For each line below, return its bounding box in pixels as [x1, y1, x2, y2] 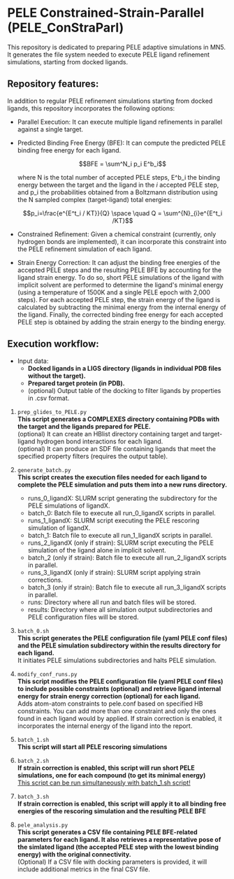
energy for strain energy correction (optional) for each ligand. [17, 692, 201, 700]
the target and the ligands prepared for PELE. [17, 422, 152, 431]
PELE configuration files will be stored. [27, 613, 139, 621]
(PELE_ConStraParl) [7, 20, 124, 36]
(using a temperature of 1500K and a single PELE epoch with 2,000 [17, 288, 211, 296]
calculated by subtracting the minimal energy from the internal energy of [17, 303, 226, 311]
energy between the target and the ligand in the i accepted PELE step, [17, 180, 219, 189]
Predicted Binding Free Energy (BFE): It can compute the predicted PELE [17, 138, 226, 147]
